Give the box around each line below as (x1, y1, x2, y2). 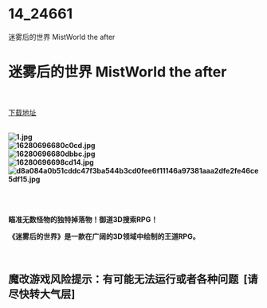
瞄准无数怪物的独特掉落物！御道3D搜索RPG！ (8, 214, 158, 224)
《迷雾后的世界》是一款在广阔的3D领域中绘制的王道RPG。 (8, 232, 200, 241)
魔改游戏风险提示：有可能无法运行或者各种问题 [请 (8, 272, 258, 287)
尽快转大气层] (8, 287, 76, 301)
